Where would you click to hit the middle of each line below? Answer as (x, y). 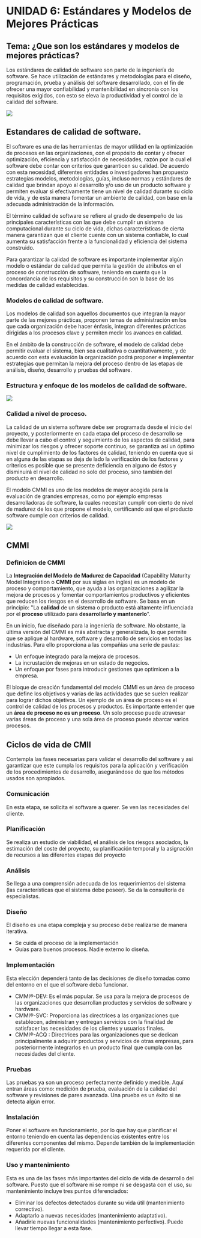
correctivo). (29, 1209)
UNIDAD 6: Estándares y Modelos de (99, 11)
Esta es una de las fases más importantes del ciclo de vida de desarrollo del (100, 1178)
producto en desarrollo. (35, 478)
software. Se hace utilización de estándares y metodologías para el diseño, (99, 76)
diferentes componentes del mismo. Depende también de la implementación (100, 1143)
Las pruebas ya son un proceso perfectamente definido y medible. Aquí (95, 1082)
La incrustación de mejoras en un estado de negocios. (82, 663)
